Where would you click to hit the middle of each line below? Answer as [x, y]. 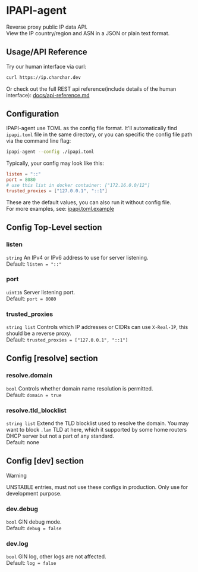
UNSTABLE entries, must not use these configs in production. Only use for [97, 487]
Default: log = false [31, 563]
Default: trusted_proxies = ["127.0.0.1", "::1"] [67, 340]
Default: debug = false [34, 528]
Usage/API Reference [47, 52]
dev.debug [22, 509]
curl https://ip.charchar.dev [44, 77]
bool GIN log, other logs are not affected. [56, 556]
